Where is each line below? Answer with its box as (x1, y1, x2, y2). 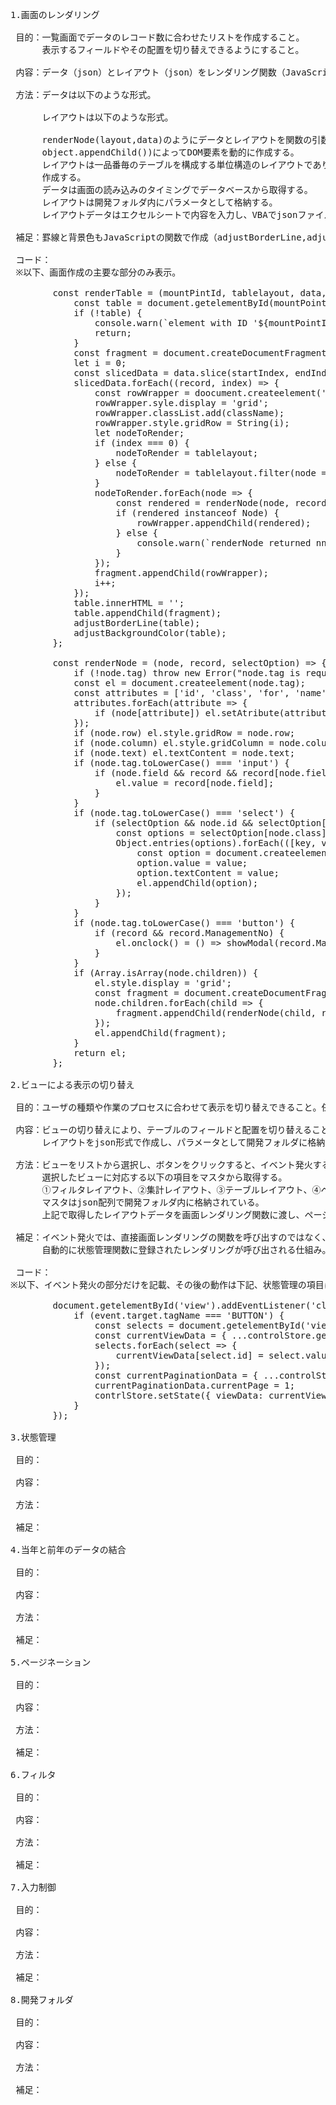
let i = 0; (73, 358, 127, 368)
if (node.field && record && (94, 768, 238, 778)
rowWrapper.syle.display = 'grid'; (94, 398, 270, 408)
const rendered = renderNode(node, (115, 498, 290, 508)
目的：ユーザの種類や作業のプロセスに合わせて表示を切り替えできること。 (15, 1102, 322, 1113)
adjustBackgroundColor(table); (73, 628, 227, 638)
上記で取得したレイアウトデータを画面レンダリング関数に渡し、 (41, 1209, 305, 1220)
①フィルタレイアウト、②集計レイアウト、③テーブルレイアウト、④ (41, 1184, 322, 1195)
